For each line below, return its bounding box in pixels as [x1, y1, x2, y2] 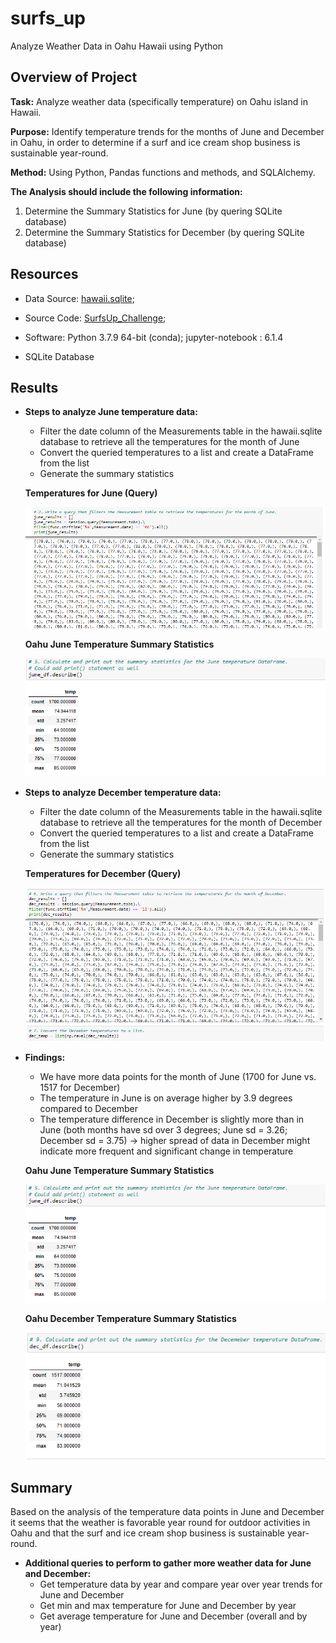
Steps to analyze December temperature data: [24, 787, 222, 799]
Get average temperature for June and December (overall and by [39, 1610, 308, 1622]
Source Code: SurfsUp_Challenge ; [24, 312, 167, 324]
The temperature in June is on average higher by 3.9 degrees [39, 1092, 293, 1104]
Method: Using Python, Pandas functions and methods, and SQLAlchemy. [10, 166, 316, 178]
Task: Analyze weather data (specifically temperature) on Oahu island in [10, 95, 308, 107]
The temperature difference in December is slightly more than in [39, 1113, 305, 1125]
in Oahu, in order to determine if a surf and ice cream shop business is [10, 136, 301, 148]
